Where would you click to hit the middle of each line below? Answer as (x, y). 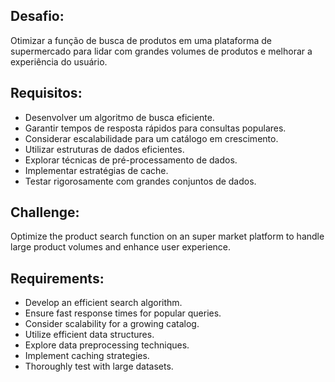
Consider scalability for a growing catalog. (112, 324)
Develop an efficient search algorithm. (103, 303)
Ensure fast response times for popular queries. (123, 313)
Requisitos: (46, 93)
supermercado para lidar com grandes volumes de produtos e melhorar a (161, 51)
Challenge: (45, 212)
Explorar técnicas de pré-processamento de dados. (131, 160)
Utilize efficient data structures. (89, 335)
